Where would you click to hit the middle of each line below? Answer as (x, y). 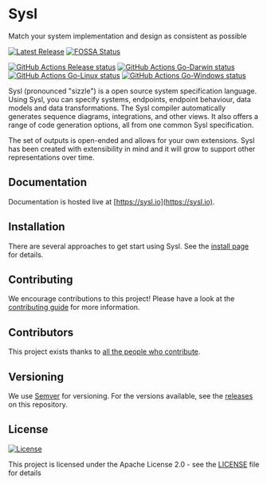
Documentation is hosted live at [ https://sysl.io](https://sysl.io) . (112, 201)
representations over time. (51, 157)
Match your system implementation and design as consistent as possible (128, 36)
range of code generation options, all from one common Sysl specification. (131, 125)
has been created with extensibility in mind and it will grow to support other (132, 149)
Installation (37, 227)
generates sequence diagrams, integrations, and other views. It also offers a (133, 116)
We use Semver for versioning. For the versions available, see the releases (131, 396)
